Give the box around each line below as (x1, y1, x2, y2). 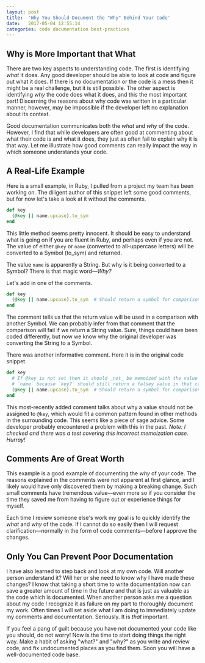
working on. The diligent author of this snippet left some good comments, (6, 188, 191, 196)
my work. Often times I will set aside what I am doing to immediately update (6, 607, 196, 614)
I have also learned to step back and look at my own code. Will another (6, 568, 185, 575)
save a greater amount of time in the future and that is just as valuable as (6, 587, 190, 594)
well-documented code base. (6, 651, 81, 658)
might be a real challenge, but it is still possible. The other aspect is (6, 84, 176, 92)
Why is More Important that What (6, 48, 136, 59)
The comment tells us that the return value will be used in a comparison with (6, 313, 198, 321)
